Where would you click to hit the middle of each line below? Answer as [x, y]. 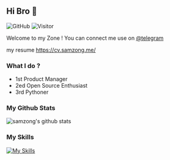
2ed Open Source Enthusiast [51, 86]
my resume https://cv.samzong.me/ [51, 50]
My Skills [20, 137]
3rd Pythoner [32, 92]
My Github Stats [31, 108]
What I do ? [24, 66]
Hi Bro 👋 [22, 11]
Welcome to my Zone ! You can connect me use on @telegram [85, 38]
